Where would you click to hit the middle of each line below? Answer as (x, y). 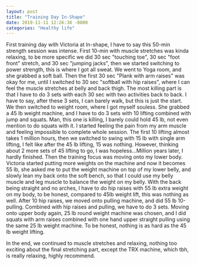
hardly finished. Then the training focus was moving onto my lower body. (94, 157)
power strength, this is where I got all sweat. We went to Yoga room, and (94, 70)
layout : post (22, 11)
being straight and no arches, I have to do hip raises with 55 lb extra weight (97, 188)
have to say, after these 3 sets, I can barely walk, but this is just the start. (94, 101)
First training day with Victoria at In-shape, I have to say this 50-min (88, 45)
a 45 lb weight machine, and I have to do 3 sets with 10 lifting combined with (98, 113)
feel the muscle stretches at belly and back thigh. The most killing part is (94, 88)
